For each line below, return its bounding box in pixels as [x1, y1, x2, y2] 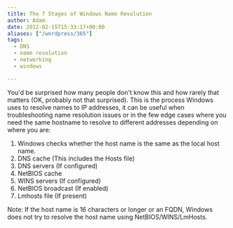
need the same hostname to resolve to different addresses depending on [7, 118, 218, 127]
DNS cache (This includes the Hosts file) [17, 154, 135, 163]
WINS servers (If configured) [17, 177, 102, 185]
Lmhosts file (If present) [17, 191, 88, 200]
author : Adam [7, 17, 46, 24]
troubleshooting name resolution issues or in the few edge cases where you [7, 110, 227, 119]
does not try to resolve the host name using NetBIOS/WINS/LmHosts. [7, 213, 208, 221]
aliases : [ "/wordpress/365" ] [7, 30, 93, 37]
